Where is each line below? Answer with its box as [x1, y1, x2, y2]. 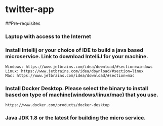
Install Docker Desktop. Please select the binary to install [5, 85, 148, 92]
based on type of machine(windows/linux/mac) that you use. [5, 91, 158, 98]
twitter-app [5, 4, 54, 15]
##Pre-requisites [5, 20, 40, 26]
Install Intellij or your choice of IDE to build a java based [5, 47, 143, 54]
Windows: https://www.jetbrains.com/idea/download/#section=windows [5, 64, 153, 69]
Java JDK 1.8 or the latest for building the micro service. [5, 114, 146, 121]
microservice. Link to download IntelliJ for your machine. [5, 53, 148, 60]
